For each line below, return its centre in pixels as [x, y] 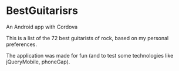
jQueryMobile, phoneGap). [38, 62]
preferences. [21, 44]
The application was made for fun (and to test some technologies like [90, 55]
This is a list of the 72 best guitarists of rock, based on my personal [87, 38]
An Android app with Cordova [42, 27]
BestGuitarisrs [42, 11]
